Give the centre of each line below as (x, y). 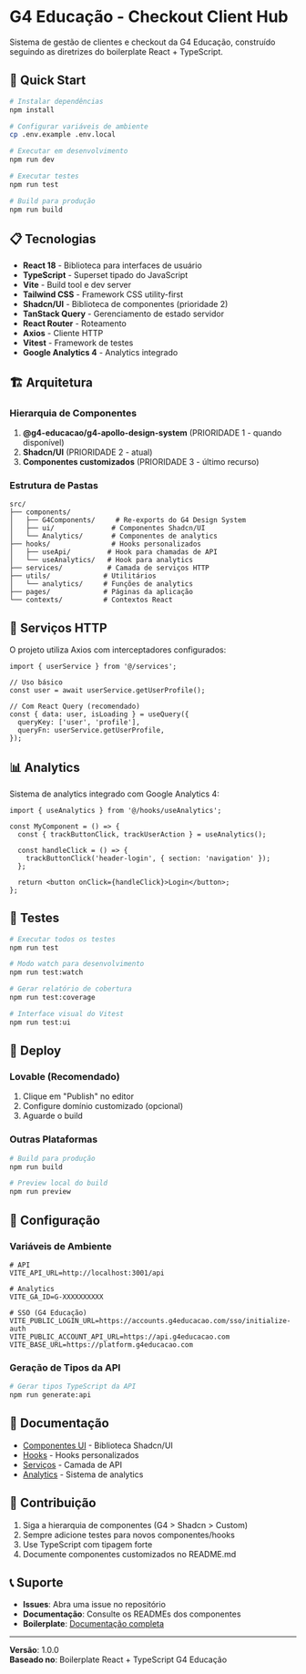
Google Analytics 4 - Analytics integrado (100, 353)
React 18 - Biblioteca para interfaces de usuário (112, 265)
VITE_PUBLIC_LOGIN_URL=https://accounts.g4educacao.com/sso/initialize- (150, 1320)
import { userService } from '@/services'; (93, 667)
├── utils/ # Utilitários (83, 576)
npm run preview (40, 1192)
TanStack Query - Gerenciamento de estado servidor (123, 314)
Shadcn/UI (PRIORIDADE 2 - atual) (87, 452)
